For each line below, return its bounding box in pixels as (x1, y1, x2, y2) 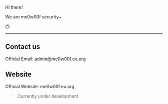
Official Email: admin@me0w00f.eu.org (5, 56, 86, 62)
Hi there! (5, 4, 23, 10)
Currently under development (17, 93, 78, 99)
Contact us (5, 42, 40, 51)
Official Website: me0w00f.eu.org (5, 83, 74, 89)
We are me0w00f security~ (5, 14, 61, 19)
